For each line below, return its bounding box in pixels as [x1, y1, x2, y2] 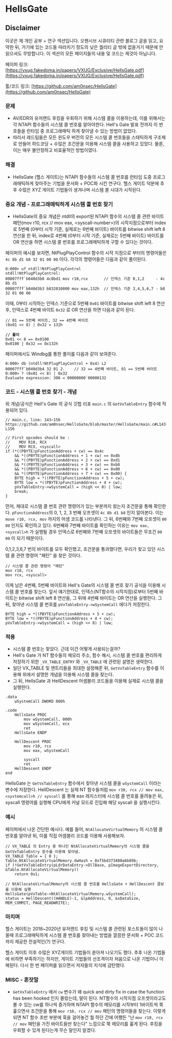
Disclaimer [5, 24, 40, 32]
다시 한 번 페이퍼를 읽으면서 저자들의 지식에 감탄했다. [20, 962, 125, 968]
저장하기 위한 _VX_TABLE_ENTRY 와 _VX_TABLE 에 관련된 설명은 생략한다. [12, 659, 154, 665]
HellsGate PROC [14, 712, 47, 718]
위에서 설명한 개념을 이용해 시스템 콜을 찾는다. [22, 672, 114, 678]
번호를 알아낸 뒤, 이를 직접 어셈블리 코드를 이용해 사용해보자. [5, 832, 125, 838]
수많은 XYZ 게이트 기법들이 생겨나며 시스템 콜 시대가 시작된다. [18, 186, 142, 192]
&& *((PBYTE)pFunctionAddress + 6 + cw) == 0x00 [14, 467, 120, 472]
